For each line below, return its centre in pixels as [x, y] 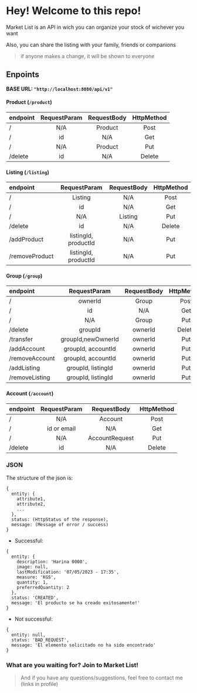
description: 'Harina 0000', [52, 562]
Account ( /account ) [30, 393]
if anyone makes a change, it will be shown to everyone [87, 56]
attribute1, [31, 499]
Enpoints [23, 75]
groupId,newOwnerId [90, 339]
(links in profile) [39, 684]
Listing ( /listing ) [28, 172]
